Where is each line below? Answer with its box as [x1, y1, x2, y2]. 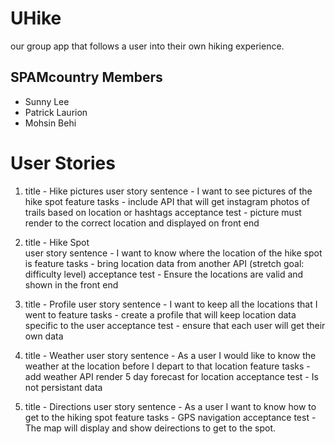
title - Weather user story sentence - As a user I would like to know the [24, 349, 317, 361]
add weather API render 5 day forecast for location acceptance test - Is [24, 370, 319, 382]
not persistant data [24, 381, 103, 393]
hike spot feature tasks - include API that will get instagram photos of [24, 195, 310, 207]
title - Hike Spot [24, 236, 90, 248]
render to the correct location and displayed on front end [24, 217, 260, 229]
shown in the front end [24, 278, 119, 291]
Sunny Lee [24, 95, 70, 107]
